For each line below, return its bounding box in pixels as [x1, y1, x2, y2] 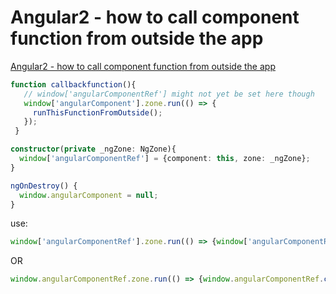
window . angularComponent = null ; [19, 190, 159, 200]
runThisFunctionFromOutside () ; [32, 107, 163, 118]
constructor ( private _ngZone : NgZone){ [10, 144, 177, 155]
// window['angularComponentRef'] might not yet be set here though [23, 89, 315, 99]
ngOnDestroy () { [10, 181, 78, 191]
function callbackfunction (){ [10, 79, 137, 90]
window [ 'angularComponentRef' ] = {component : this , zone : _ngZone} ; [19, 154, 311, 164]
